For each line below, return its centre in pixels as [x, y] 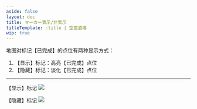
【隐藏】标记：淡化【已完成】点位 [56, 70]
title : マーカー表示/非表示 [36, 22]
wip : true [18, 33]
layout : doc [21, 17]
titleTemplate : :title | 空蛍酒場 [46, 28]
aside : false [22, 11]
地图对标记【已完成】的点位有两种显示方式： [60, 51]
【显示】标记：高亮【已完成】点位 [56, 63]
